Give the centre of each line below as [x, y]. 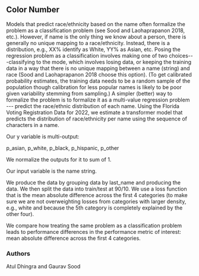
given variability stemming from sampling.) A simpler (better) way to [89, 93]
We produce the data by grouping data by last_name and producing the [94, 182]
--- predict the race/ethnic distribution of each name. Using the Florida [93, 106]
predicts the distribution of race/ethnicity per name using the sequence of [97, 119]
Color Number [33, 10]
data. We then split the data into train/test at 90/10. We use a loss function [97, 189]
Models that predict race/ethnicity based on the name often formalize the [96, 24]
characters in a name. [33, 125]
